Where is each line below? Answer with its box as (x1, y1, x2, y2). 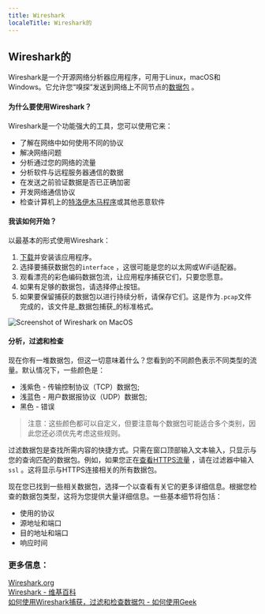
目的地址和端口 (19, 528, 69, 537)
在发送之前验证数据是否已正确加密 (19, 177, 131, 186)
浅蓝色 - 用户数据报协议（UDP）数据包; (19, 391, 147, 401)
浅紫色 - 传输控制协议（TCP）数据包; (19, 382, 140, 391)
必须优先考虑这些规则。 (48, 428, 125, 438)
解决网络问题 (19, 148, 62, 157)
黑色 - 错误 (19, 402, 55, 411)
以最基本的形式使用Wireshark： (8, 235, 111, 245)
